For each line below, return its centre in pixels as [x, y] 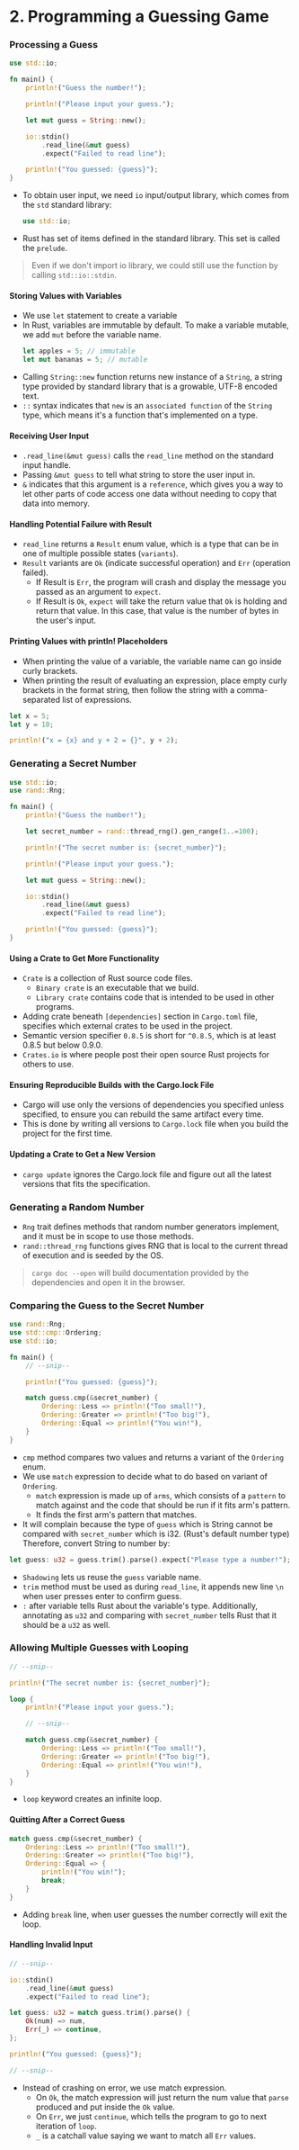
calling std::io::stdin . [74, 275]
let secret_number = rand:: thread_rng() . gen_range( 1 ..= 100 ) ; [142, 832]
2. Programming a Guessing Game [139, 17]
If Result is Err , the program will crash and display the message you [161, 582]
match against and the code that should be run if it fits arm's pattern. [163, 1505]
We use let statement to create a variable [100, 316]
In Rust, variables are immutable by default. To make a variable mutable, [155, 325]
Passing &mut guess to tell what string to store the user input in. [139, 475]
